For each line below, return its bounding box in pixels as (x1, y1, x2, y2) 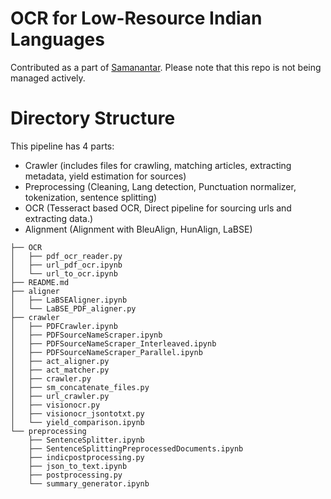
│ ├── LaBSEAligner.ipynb (10, 295, 128, 305)
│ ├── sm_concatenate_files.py (10, 382, 150, 392)
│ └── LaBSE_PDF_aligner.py (10, 303, 137, 314)
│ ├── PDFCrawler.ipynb (10, 321, 118, 331)
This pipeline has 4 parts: (10, 140, 115, 152)
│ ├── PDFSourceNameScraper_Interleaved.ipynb (10, 338, 217, 349)
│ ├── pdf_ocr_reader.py (10, 251, 123, 261)
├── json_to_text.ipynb (28, 461, 128, 471)
